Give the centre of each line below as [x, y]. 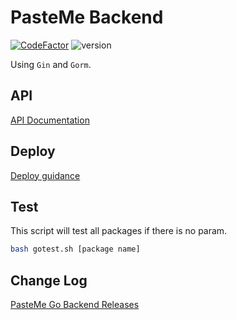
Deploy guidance [45, 175]
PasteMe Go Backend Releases [75, 305]
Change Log [49, 280]
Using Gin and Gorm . [51, 64]
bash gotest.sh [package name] [75, 249]
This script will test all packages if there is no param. [119, 231]
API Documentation [50, 120]
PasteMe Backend [87, 17]
